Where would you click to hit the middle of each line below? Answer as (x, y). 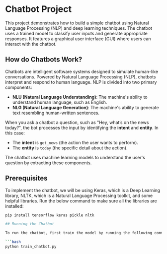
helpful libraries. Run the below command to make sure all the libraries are (81, 201)
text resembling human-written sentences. (56, 113)
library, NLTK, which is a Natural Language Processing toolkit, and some (79, 195)
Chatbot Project (39, 9)
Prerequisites (26, 178)
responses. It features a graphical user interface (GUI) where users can (78, 39)
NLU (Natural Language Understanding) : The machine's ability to (80, 97)
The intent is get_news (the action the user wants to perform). (75, 142)
